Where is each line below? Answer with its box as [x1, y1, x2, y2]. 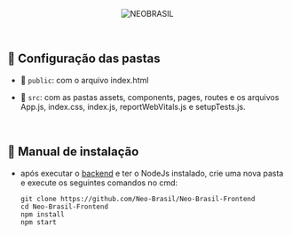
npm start [20, 217, 58, 226]
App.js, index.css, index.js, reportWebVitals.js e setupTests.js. [20, 101, 246, 112]
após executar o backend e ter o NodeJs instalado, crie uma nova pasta [20, 168, 284, 178]
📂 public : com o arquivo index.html [20, 74, 149, 85]
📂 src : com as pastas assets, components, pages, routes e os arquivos [20, 91, 280, 102]
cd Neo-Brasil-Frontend [20, 202, 109, 211]
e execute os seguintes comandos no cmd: [20, 177, 178, 188]
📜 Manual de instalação [7, 145, 139, 160]
